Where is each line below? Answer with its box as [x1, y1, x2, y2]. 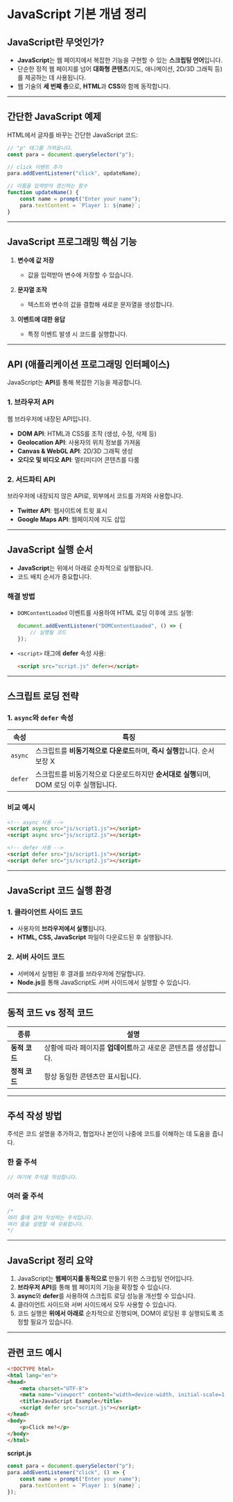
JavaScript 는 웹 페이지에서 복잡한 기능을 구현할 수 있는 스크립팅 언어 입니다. [17, 56, 223, 64]
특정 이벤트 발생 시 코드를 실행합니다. [27, 330, 128, 338]
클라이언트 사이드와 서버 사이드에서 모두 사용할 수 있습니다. [17, 1300, 177, 1309]
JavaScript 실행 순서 [7, 544, 94, 556]
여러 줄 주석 [7, 1191, 44, 1201]
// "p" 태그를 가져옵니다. [7, 144, 74, 152]
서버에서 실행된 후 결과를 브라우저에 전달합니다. [17, 969, 146, 977]
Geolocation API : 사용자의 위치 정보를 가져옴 [17, 438, 141, 446]
